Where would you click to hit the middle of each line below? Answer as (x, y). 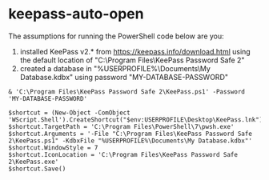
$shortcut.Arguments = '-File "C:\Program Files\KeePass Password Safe (130, 134)
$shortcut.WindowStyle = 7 (53, 148)
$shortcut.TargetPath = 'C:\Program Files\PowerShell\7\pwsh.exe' (121, 126)
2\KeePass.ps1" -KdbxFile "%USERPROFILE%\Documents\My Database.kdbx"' (130, 141)
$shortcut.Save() (37, 169)
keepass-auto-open (76, 14)
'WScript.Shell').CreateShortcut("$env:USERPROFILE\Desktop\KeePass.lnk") (136, 120)
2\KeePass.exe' (34, 162)
